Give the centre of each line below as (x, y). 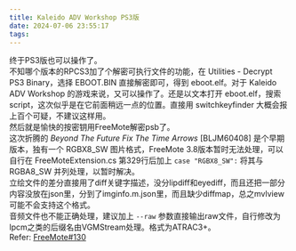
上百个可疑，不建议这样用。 (60, 116)
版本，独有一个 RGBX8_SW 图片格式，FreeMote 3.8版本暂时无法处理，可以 (147, 150)
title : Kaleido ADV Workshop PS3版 (74, 17)
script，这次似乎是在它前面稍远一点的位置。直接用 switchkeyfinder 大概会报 (148, 105)
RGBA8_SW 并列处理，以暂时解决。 (75, 172)
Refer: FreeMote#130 (48, 238)
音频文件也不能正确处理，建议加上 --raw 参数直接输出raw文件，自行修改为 (145, 216)
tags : (19, 34)
